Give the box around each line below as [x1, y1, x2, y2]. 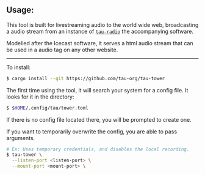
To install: [6, 64, 31, 71]
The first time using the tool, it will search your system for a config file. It [6, 86, 189, 94]
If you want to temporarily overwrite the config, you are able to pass [6, 128, 178, 135]
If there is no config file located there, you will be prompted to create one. [6, 116, 192, 123]
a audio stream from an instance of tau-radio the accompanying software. [6, 28, 194, 35]
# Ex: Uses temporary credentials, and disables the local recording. [6, 146, 190, 152]
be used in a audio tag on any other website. [6, 46, 118, 53]
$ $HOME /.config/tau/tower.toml [6, 105, 88, 111]
